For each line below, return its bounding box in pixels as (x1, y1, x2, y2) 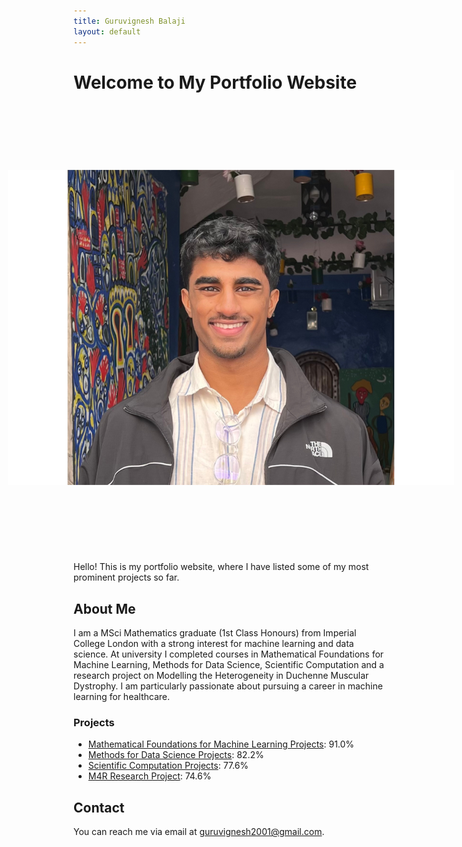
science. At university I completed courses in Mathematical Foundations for (73, 648, 385, 660)
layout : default (73, 26, 141, 37)
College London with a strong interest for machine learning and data (73, 638, 355, 650)
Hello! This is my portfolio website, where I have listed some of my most (73, 561, 370, 573)
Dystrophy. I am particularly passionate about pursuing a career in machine (73, 680, 383, 692)
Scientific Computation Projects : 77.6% (87, 760, 250, 772)
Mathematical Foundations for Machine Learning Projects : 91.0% (87, 738, 355, 750)
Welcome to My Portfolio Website (73, 71, 358, 94)
